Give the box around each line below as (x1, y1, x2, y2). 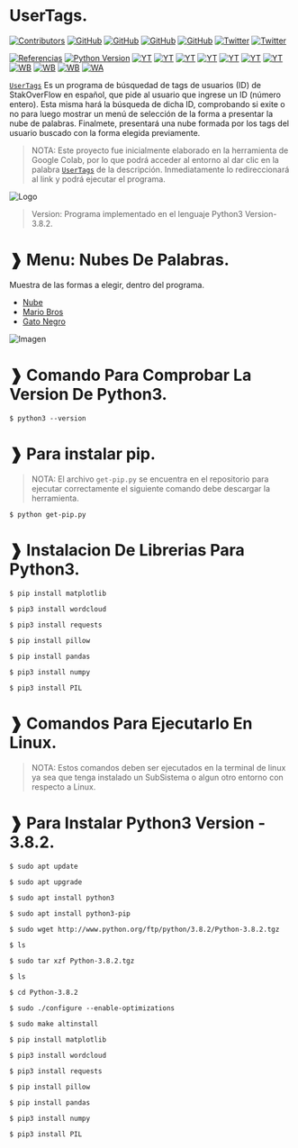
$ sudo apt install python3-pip (9, 908, 131, 918)
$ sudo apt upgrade (9, 877, 83, 887)
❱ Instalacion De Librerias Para (9, 539, 245, 560)
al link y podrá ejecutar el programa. (31, 173, 167, 185)
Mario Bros (22, 306, 64, 317)
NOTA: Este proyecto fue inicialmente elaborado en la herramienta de (31, 145, 289, 156)
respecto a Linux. (31, 781, 96, 792)
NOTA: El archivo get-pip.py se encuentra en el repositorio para (31, 474, 269, 484)
